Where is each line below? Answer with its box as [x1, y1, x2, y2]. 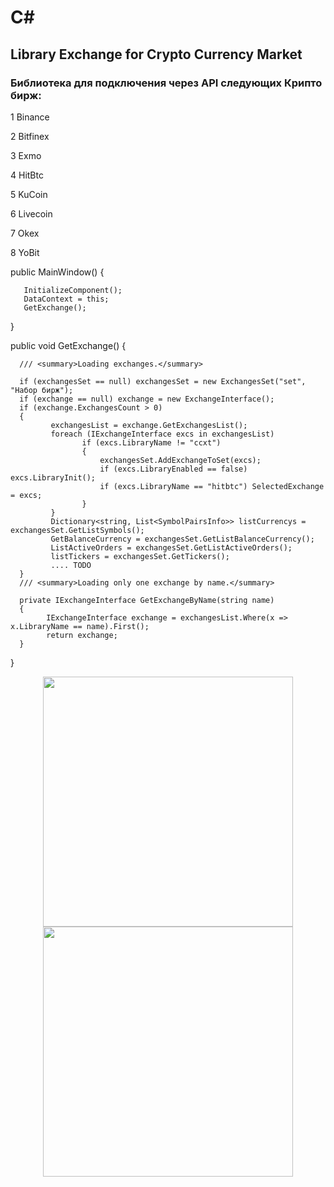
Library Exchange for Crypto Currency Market [10, 46, 303, 63]
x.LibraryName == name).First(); [10, 621, 150, 631]
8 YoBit [10, 246, 40, 258]
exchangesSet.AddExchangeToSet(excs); [99, 455, 262, 465]
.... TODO [50, 560, 92, 570]
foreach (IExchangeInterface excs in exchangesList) [50, 429, 275, 439]
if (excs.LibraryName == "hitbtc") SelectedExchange [99, 481, 325, 491]
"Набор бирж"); [10, 385, 74, 395]
